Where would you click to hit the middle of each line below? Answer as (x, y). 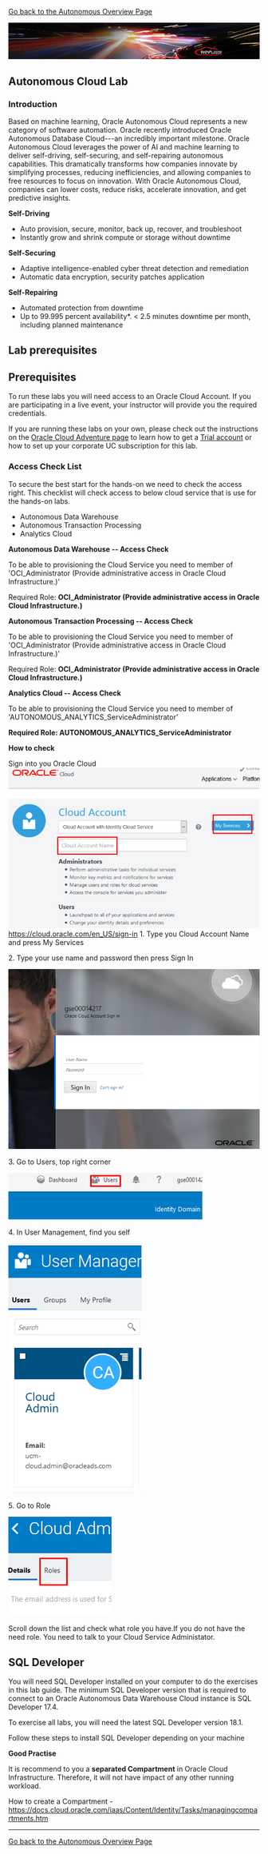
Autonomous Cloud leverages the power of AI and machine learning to (124, 147)
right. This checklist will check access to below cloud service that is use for (132, 492)
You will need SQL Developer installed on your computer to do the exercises (133, 1681)
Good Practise (32, 1753)
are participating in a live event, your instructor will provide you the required (133, 405)
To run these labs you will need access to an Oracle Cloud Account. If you (130, 397)
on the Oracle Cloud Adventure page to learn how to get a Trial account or (130, 437)
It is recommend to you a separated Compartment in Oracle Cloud (118, 1769)
